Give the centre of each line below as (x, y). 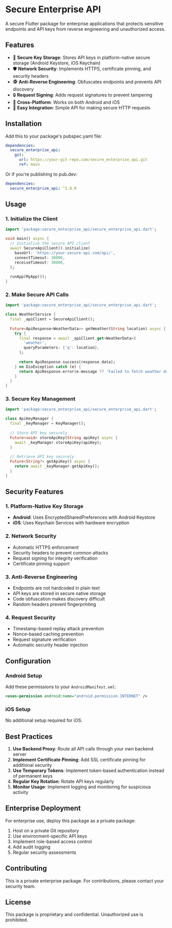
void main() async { (27, 239)
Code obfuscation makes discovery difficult (59, 599)
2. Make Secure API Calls (37, 294)
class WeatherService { (31, 315)
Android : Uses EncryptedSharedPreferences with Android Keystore (84, 517)
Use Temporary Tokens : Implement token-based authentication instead (89, 770)
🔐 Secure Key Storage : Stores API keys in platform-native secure (81, 57)
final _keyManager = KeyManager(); (48, 424)
